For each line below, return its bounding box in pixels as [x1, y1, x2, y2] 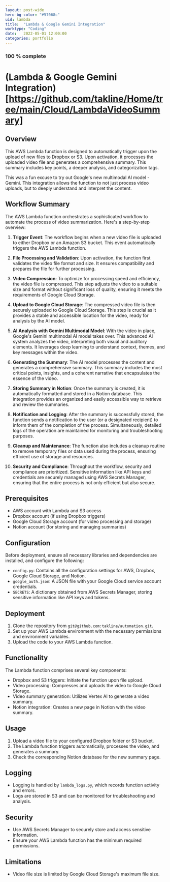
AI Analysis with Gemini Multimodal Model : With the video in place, [12, 328, 156, 334]
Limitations [5, 858, 42, 866]
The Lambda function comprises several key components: [5, 667, 127, 673]
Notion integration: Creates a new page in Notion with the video [12, 704, 146, 710]
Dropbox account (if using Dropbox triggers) [12, 513, 106, 519]
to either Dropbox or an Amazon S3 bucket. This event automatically [12, 240, 156, 246]
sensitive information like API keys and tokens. [12, 595, 110, 601]
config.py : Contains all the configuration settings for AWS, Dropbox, [12, 568, 156, 574]
